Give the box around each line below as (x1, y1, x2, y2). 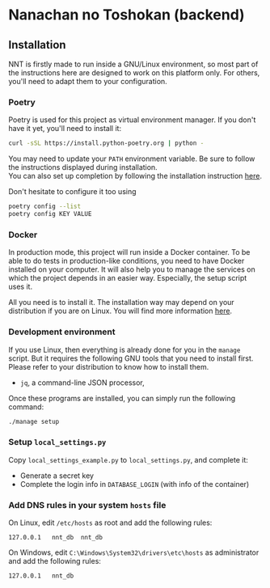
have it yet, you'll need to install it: (8, 124, 122, 133)
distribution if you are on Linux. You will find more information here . (8, 306, 233, 316)
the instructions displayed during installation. (8, 163, 158, 172)
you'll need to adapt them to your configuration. (8, 77, 167, 86)
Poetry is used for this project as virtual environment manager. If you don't (8, 115, 256, 125)
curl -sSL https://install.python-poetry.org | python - (8, 139, 205, 147)
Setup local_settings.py (8, 437, 107, 448)
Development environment (8, 326, 116, 337)
